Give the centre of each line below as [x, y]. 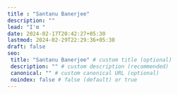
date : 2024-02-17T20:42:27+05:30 [57, 34]
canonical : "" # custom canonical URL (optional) [85, 73]
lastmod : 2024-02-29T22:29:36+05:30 [61, 40]
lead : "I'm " [26, 27]
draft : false [26, 47]
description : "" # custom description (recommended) [90, 66]
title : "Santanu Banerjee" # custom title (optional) [91, 60]
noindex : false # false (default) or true [74, 80]
